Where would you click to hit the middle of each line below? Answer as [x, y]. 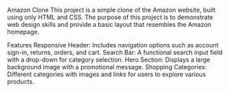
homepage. [23, 32]
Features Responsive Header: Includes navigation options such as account [113, 45]
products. [21, 81]
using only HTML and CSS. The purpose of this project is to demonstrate [110, 17]
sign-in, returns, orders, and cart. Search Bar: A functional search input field [115, 52]
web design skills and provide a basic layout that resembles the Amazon [109, 24]
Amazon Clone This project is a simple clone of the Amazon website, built [111, 10]
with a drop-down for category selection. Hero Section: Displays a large [109, 60]
